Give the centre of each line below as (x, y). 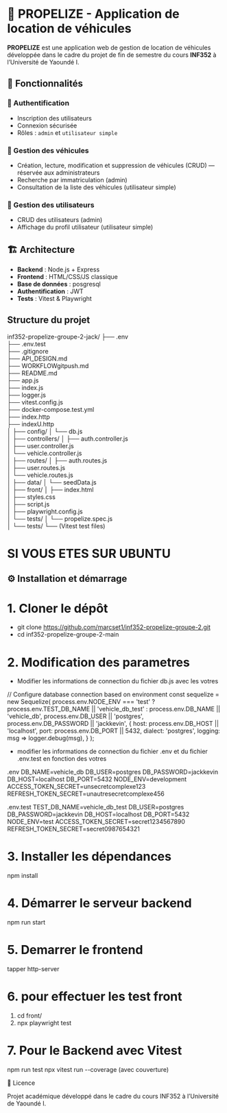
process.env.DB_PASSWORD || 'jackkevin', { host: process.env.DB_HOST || (113, 724)
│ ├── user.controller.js (40, 445)
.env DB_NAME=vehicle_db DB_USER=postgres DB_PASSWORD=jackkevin (112, 772)
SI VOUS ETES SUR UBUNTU (89, 554)
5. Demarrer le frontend (75, 950)
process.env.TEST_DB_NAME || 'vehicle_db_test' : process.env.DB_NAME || (114, 709)
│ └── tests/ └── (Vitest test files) (56, 526)
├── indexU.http (31, 424)
